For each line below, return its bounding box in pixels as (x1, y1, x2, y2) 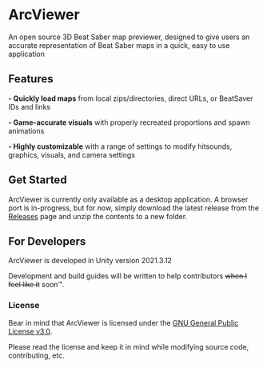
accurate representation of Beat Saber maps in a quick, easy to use (8, 40, 230, 50)
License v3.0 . (8, 326, 53, 336)
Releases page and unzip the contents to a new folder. (8, 211, 188, 221)
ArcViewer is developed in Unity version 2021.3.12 (8, 256, 172, 266)
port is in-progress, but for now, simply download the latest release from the (8, 202, 260, 213)
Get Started (8, 174, 67, 187)
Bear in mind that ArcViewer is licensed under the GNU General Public (8, 318, 239, 327)
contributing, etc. (8, 350, 66, 360)
